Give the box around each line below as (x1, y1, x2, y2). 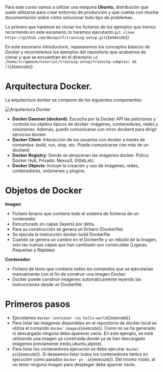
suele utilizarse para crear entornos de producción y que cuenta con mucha (5, 9, 159, 15)
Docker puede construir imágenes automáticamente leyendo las (12, 276, 141, 282)
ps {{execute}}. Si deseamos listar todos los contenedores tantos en (12, 351, 148, 357)
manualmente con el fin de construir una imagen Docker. (12, 271, 127, 277)
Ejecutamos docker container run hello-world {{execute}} (12, 315, 131, 321)
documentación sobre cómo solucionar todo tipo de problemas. (5, 15, 134, 20)
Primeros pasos (5, 299, 70, 310)
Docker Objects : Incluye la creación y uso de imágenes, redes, (12, 162, 140, 168)
